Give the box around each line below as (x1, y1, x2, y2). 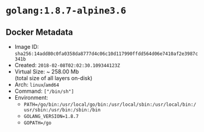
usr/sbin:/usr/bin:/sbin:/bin (23, 107, 101, 113)
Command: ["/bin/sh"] (14, 87, 75, 95)
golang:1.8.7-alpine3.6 (5, 5, 126, 16)
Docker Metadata (5, 27, 73, 37)
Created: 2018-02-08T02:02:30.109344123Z (14, 62, 120, 68)
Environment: (14, 94, 48, 101)
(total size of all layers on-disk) (14, 75, 93, 81)
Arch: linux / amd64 (14, 81, 59, 88)
